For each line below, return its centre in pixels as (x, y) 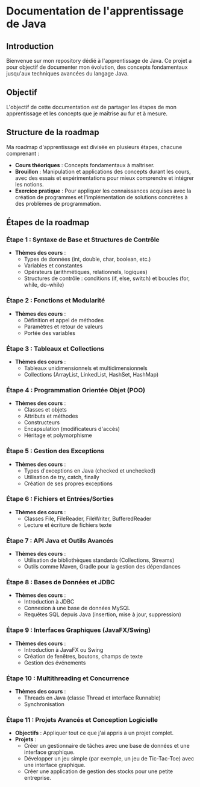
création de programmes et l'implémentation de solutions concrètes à (101, 197)
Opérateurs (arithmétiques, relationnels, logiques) (86, 272)
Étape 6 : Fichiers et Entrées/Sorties (60, 499)
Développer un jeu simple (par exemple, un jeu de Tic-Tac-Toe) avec (109, 759)
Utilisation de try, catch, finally (61, 477)
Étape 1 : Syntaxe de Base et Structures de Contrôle (83, 240)
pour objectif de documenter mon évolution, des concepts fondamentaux (97, 67)
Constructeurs (42, 422)
